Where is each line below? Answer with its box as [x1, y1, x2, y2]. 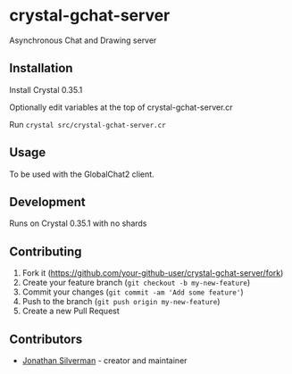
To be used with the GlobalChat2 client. [9, 169, 154, 179]
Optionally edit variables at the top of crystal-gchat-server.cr [9, 102, 234, 112]
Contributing [9, 244, 82, 259]
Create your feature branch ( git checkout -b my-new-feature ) [21, 278, 251, 288]
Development [9, 194, 87, 210]
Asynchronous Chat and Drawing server [9, 35, 157, 46]
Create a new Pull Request [21, 305, 121, 317]
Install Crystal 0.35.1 [9, 84, 83, 95]
